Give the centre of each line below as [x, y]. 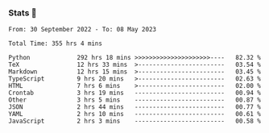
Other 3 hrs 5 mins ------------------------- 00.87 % [135, 100]
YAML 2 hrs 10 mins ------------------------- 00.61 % [135, 114]
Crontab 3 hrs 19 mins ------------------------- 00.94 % [135, 93]
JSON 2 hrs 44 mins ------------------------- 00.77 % [135, 107]
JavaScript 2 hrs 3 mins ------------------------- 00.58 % [135, 121]
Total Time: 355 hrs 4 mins [56, 44]
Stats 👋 [23, 13]
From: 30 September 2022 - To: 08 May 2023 [83, 30]
